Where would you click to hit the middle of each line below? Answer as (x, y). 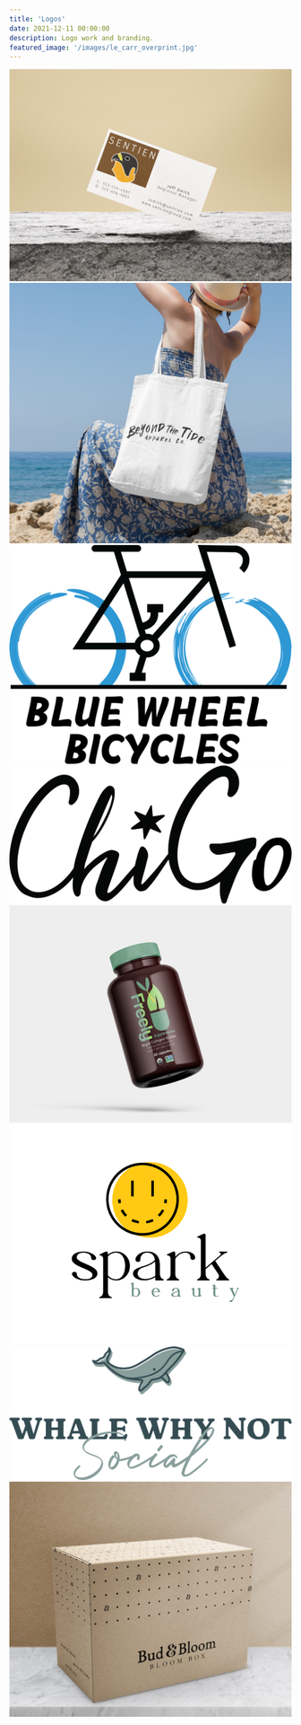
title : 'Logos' (38, 19)
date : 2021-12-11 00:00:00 (60, 28)
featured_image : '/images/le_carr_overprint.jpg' (104, 48)
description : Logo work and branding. (82, 38)
